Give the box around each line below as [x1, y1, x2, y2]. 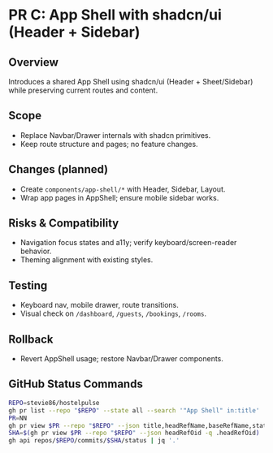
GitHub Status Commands [8, 377, 144, 391]
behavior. [19, 246, 52, 257]
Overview [8, 55, 59, 69]
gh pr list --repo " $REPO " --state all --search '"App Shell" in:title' [8, 406, 260, 415]
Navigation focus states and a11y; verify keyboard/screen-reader [19, 238, 237, 248]
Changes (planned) [8, 162, 108, 176]
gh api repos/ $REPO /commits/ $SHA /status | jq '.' [8, 437, 180, 445]
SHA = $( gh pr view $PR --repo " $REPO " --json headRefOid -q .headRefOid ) [8, 429, 260, 438]
